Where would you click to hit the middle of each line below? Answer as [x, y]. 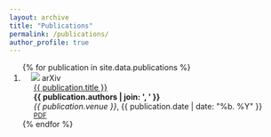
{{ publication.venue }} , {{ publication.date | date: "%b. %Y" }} [148, 107]
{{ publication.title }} [71, 88]
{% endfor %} [48, 125]
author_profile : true [49, 42]
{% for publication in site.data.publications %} [106, 68]
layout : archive [39, 17]
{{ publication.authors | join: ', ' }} [97, 97]
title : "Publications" [51, 26]
